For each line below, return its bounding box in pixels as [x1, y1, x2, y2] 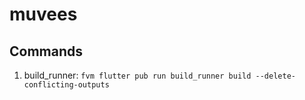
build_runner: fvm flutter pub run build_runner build [23, 69, 252, 81]
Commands [9, 43, 84, 60]
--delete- [255, 71, 296, 81]
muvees [9, 3, 78, 26]
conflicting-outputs [23, 80, 110, 90]
